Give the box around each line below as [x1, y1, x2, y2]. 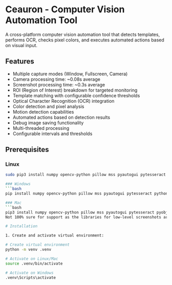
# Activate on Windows [5, 270, 54, 275]
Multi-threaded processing [12, 125, 70, 131]
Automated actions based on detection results [12, 114, 111, 120]
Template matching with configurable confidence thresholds [12, 92, 140, 98]
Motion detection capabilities [12, 108, 74, 115]
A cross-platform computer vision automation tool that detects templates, [5, 31, 160, 37]
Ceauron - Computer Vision [5, 4, 125, 15]
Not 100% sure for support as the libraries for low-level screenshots [5, 214, 161, 220]
